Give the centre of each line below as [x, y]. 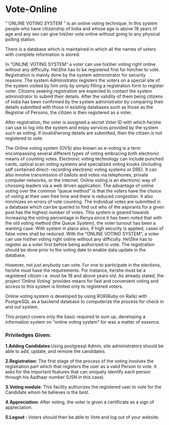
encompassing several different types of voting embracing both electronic [82, 153]
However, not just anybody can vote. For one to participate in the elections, [83, 265]
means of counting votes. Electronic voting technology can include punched [84, 159]
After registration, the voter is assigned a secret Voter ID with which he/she [83, 122]
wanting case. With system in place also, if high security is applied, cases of [84, 228]
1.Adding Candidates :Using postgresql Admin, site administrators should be [84, 346]
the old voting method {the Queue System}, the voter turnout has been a [80, 223]
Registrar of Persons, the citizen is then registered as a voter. [69, 112]
